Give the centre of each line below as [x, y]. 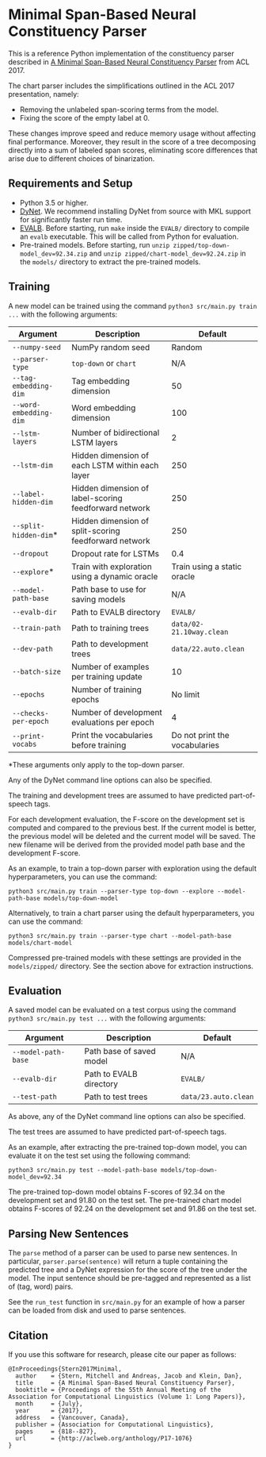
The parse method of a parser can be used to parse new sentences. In [123, 1253]
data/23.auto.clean [217, 1097]
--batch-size [37, 671]
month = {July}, [49, 1404]
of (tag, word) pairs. [41, 1286]
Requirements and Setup [70, 184]
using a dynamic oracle [114, 576]
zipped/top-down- [201, 245]
